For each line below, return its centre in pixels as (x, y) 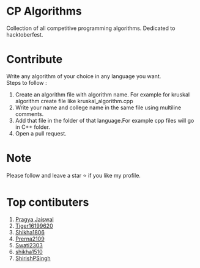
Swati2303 (29, 245)
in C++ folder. (32, 127)
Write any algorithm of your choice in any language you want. (84, 76)
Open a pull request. (41, 133)
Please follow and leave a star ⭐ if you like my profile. (73, 175)
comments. (29, 114)
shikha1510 (29, 252)
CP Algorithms (44, 11)
